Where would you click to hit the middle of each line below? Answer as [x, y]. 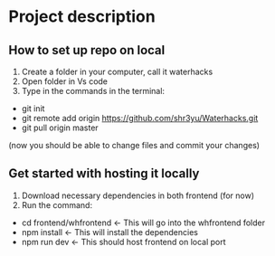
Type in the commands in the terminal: [93, 91]
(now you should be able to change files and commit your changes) [134, 145]
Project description [82, 17]
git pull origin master [60, 128]
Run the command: [57, 204]
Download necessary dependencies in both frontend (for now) [138, 195]
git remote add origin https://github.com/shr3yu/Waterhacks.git [140, 118]
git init [33, 109]
